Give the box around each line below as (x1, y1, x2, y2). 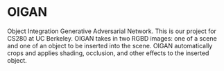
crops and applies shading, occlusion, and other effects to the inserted (7, 49, 209, 57)
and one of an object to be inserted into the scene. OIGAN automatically (7, 41, 213, 50)
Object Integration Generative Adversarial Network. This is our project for (7, 27, 217, 35)
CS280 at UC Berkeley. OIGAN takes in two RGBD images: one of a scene (7, 34, 217, 42)
